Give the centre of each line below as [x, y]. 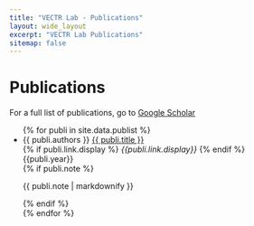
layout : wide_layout [48, 26]
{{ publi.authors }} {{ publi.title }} [83, 140]
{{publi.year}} [48, 159]
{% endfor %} [48, 213]
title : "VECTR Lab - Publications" [76, 18]
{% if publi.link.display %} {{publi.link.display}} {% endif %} [134, 149]
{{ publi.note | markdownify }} [78, 186]
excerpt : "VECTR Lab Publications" [76, 34]
